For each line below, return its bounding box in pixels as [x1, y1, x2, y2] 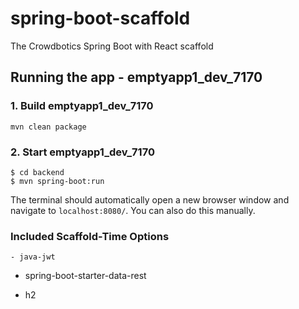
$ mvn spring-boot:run [10, 176, 105, 186]
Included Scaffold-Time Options [10, 229, 170, 243]
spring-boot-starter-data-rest [24, 270, 147, 282]
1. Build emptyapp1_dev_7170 [10, 99, 154, 113]
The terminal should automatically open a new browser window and [10, 193, 290, 206]
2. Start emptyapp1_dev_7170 [10, 145, 155, 159]
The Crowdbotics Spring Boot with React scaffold [10, 40, 214, 52]
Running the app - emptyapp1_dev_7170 [10, 69, 263, 86]
